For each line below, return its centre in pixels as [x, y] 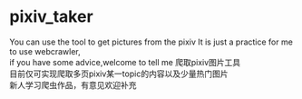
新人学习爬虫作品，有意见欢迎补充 [73, 84]
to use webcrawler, [45, 51]
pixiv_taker [51, 17]
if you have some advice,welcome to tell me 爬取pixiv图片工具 [125, 62]
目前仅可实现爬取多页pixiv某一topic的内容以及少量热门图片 [119, 74]
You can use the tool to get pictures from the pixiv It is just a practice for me [151, 42]
